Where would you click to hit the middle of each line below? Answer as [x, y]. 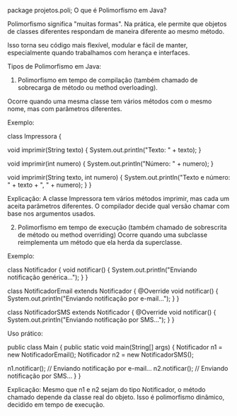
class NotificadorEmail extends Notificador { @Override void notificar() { [113, 291]
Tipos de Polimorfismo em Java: [54, 66]
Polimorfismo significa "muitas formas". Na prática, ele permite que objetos [117, 24]
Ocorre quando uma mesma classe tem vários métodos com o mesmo [110, 101]
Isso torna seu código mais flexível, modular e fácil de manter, [98, 45]
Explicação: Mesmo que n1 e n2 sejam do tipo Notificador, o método [106, 389]
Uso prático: [25, 333]
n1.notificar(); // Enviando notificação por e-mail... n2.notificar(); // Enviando [118, 368]
